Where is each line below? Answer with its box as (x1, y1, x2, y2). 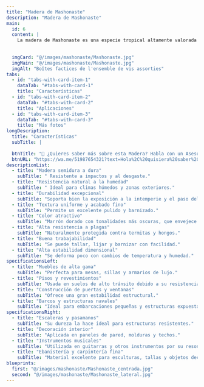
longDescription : (6, 128, 50, 134)
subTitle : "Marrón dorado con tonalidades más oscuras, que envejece (17, 219, 197, 225)
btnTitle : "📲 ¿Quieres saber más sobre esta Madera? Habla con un (12, 151, 183, 157)
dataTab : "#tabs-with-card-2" (17, 99, 94, 105)
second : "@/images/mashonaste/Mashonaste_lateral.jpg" (12, 371, 154, 378)
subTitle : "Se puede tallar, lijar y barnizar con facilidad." (17, 241, 181, 247)
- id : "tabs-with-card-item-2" (12, 94, 91, 100)
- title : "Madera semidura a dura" (12, 168, 102, 174)
